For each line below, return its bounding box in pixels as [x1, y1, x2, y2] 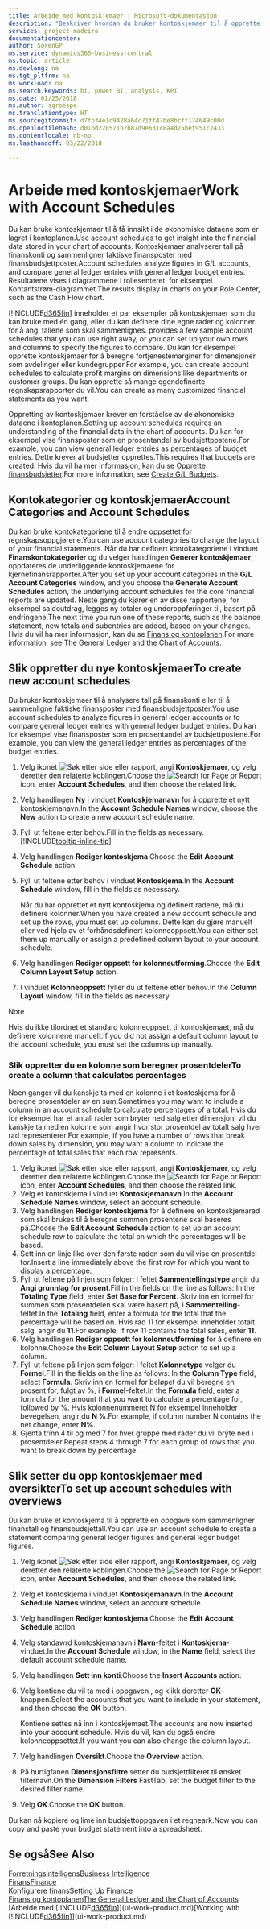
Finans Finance [8, 1877, 57, 1886]
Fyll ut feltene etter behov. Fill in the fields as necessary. [19, 828, 205, 837]
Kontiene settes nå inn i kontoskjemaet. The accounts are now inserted [19, 1719, 253, 1729]
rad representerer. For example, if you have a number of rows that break [8, 1130, 245, 1140]
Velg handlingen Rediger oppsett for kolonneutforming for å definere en [19, 1334, 262, 1345]
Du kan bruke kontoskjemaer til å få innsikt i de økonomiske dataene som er [8, 225, 259, 234]
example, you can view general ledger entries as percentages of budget [8, 444, 247, 453]
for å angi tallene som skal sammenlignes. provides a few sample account [8, 325, 253, 335]
